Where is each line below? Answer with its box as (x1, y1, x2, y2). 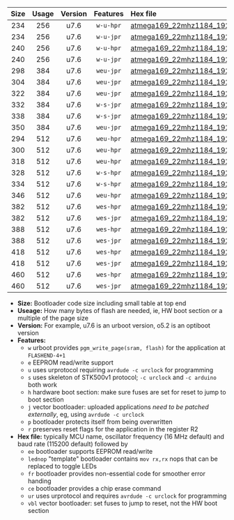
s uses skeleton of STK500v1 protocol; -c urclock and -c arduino (27, 373, 217, 381)
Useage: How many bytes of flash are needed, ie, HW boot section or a (17, 307, 223, 314)
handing (27, 477, 52, 485)
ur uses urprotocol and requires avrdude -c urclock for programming (27, 491, 227, 500)
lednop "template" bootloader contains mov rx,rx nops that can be (27, 454, 218, 463)
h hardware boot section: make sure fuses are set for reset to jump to (27, 388, 226, 396)
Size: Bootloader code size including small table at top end (17, 299, 187, 307)
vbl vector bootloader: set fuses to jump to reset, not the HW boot (27, 499, 218, 507)
